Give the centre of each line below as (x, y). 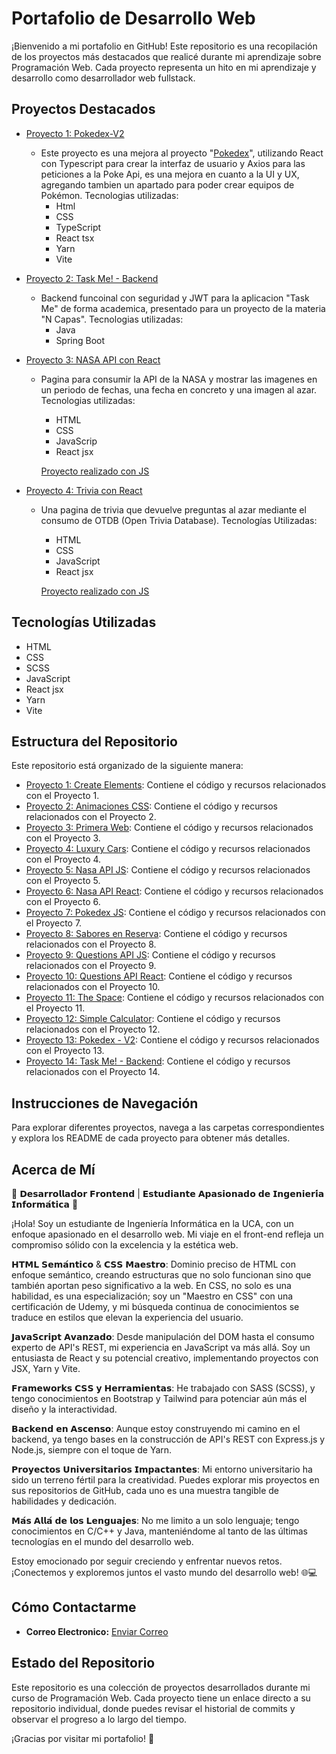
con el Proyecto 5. (63, 881)
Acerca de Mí (53, 1169)
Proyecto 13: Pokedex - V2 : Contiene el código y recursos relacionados (172, 1040)
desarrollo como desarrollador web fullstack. (103, 78)
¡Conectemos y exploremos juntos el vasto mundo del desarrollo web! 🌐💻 (164, 1572)
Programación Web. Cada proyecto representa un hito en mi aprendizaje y (164, 67)
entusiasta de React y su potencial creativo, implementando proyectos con (165, 1358)
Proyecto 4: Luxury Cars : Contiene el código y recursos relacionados (168, 849)
